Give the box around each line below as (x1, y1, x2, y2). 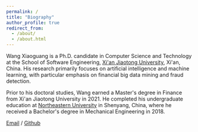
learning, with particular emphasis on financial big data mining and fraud (6, 72, 184, 78)
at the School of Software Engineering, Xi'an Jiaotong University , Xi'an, (6, 59, 181, 66)
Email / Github (6, 120, 40, 126)
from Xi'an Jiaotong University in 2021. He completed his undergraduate (6, 95, 183, 102)
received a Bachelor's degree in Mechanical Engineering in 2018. (6, 108, 165, 115)
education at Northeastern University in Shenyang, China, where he (6, 102, 172, 108)
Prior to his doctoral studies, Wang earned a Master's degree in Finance (6, 89, 183, 96)
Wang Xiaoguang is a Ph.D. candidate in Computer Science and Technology (6, 53, 192, 59)
